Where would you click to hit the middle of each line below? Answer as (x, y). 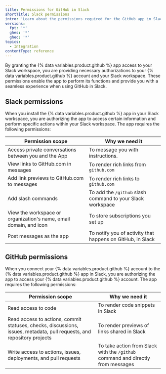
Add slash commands (33, 199)
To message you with (113, 150)
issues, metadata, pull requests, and (49, 332)
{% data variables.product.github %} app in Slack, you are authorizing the (80, 274)
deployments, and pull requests (44, 358)
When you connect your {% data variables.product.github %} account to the (83, 269)
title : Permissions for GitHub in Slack (47, 10)
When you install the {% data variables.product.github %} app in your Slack (82, 114)
